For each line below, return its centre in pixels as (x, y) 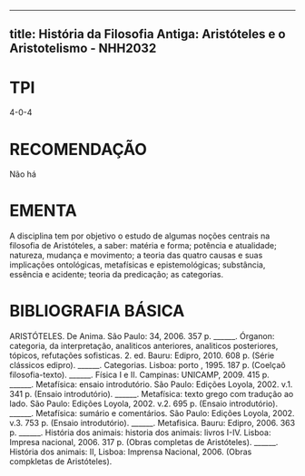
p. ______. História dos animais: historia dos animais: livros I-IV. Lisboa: (140, 432)
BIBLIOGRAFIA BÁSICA (97, 311)
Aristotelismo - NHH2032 (83, 49)
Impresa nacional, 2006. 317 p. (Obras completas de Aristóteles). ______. (144, 442)
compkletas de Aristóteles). (61, 461)
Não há (23, 174)
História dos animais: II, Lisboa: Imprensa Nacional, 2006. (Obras (131, 452)
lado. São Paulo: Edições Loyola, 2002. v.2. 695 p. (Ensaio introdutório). (144, 403)
